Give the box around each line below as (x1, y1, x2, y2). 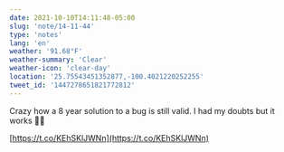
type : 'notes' (9, 30, 63, 39)
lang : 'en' (9, 38, 51, 48)
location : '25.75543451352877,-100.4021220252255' (9, 72, 204, 81)
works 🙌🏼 (9, 115, 45, 126)
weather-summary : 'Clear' (9, 55, 107, 64)
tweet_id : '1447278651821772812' (9, 81, 136, 90)
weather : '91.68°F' (9, 47, 83, 56)
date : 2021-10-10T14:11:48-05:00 (9, 13, 136, 23)
